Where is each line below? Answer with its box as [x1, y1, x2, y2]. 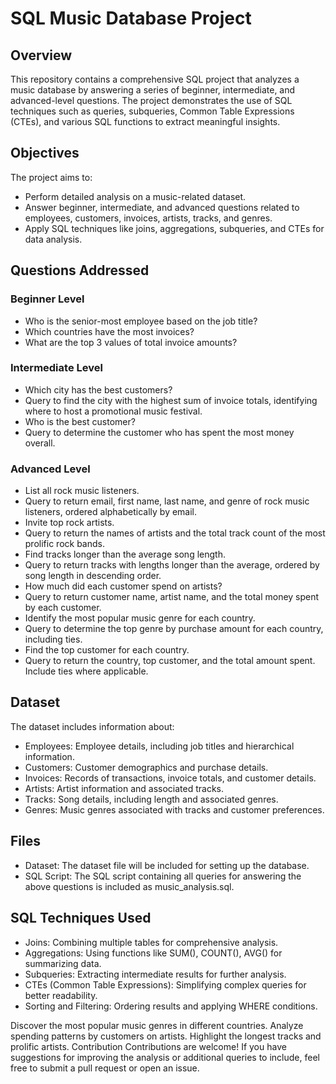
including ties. [24, 633, 83, 646]
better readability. [24, 989, 98, 1001]
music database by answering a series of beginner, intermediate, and [10, 84, 296, 96]
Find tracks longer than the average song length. [24, 548, 226, 561]
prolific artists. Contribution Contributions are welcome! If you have [10, 1040, 287, 1052]
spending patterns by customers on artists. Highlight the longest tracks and [10, 1030, 322, 1042]
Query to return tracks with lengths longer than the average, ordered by [24, 559, 320, 571]
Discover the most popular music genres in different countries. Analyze [10, 1019, 304, 1031]
